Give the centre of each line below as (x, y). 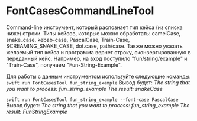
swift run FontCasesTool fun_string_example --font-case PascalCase (92, 99)
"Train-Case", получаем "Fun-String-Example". (64, 65)
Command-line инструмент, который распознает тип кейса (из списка (94, 27)
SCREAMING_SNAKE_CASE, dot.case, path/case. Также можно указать (95, 46)
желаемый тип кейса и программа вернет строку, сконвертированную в (98, 52)
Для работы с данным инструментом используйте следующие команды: (98, 76)
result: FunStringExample (37, 112)
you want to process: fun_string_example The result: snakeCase (84, 89)
